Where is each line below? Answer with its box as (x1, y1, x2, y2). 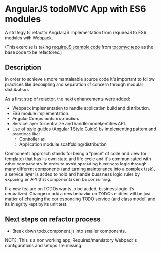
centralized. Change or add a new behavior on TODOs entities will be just (5, 191, 151, 196)
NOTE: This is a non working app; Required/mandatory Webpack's (5, 237, 137, 243)
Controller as (19, 136, 45, 142)
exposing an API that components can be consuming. (5, 176, 112, 182)
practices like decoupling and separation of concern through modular (5, 81, 144, 87)
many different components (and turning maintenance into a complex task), (5, 166, 156, 172)
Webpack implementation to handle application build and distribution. (12, 105, 151, 111)
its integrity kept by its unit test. (5, 201, 68, 207)
